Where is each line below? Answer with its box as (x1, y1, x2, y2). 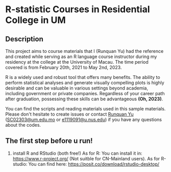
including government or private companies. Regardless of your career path (5, 91, 165, 96)
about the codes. (5, 122, 41, 128)
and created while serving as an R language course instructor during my (5, 53, 157, 60)
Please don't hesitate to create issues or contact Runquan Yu (5, 111, 134, 117)
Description (5, 35, 43, 43)
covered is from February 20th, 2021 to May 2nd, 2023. (5, 65, 122, 70)
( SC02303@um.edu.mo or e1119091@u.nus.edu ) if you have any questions (5, 117, 162, 123)
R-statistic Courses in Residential (5, 4, 150, 15)
